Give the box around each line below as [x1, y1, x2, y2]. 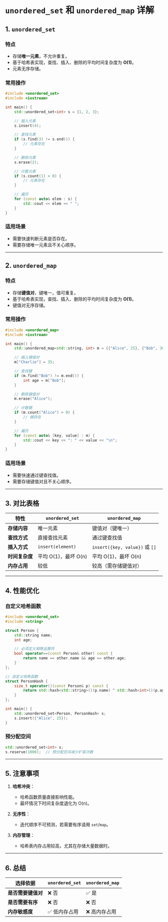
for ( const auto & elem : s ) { [14, 196, 77, 202]
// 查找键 [14, 369, 32, 374]
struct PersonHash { [5, 679, 48, 684]
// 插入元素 [14, 118, 36, 123]
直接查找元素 [37, 534, 68, 541]
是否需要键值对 [7, 889, 43, 896]
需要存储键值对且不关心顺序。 [12, 478, 74, 484]
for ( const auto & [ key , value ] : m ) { [14, 433, 95, 438]
